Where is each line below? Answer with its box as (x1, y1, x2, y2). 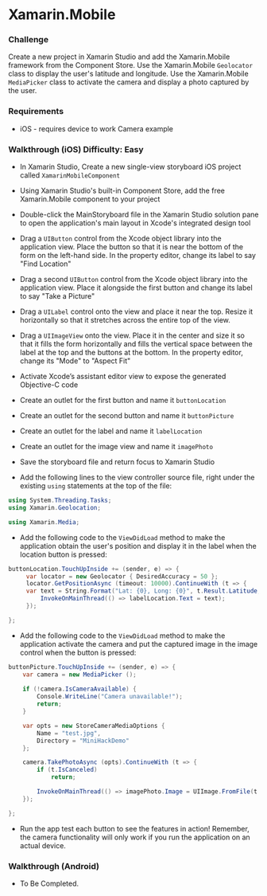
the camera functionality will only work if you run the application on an (19, 832, 250, 842)
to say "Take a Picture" (19, 291, 95, 301)
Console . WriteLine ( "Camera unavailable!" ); (37, 693, 183, 701)
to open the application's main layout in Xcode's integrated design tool (19, 218, 251, 228)
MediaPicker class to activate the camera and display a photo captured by (8, 77, 250, 87)
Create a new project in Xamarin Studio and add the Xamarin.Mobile (8, 52, 230, 61)
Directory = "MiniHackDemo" (37, 737, 130, 745)
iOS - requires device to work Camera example (19, 123, 173, 133)
